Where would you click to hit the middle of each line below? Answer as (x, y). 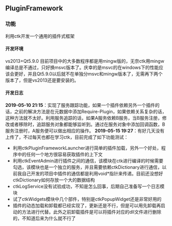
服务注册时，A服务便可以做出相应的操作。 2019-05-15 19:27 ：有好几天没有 (85, 131)
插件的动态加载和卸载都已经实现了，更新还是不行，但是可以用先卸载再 (87, 206)
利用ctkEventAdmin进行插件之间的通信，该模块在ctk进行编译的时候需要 (88, 161)
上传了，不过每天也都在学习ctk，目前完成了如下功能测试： (67, 137)
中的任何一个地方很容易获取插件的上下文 (60, 154)
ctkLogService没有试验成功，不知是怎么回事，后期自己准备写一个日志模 (89, 187)
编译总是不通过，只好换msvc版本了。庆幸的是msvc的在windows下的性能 (82, 67)
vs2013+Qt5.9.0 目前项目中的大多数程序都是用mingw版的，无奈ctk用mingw (85, 61)
